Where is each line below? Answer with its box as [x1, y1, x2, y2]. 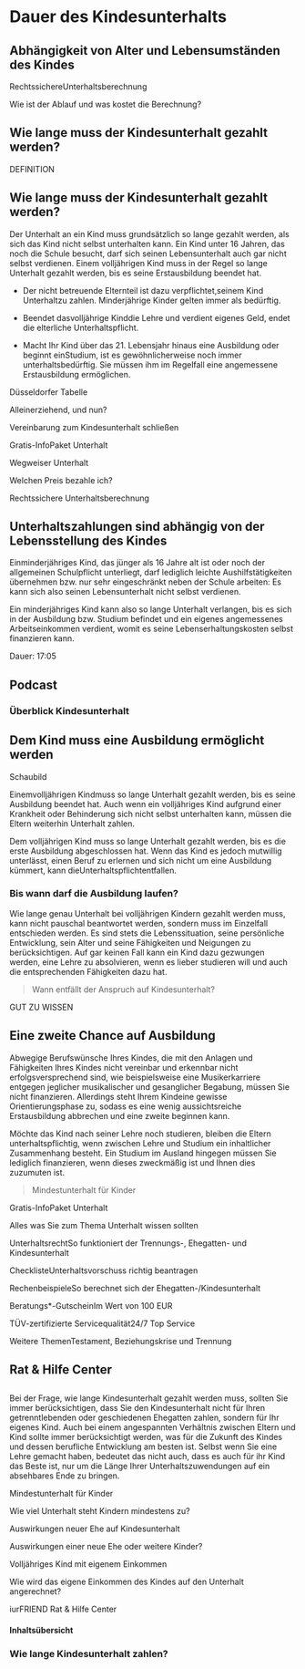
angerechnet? [9, 1586, 62, 1597]
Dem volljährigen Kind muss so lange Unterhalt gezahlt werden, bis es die [9, 835, 287, 846]
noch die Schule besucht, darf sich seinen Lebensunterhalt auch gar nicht [9, 248, 287, 259]
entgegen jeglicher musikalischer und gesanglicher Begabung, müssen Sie [9, 1081, 290, 1092]
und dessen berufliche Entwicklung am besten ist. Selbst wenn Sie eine [9, 1441, 278, 1452]
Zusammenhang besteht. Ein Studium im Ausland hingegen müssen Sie [9, 1147, 277, 1158]
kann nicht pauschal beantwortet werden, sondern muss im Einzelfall [9, 917, 269, 928]
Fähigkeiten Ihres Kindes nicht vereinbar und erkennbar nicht [9, 1062, 239, 1073]
